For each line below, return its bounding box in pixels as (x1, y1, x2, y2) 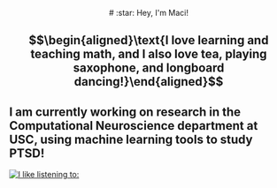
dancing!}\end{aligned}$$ (73, 74, 224, 89)
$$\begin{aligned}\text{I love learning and (28, 33, 269, 48)
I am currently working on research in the (9, 104, 242, 119)
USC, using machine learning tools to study (9, 132, 253, 147)
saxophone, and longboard (73, 61, 225, 76)
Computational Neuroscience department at (9, 118, 258, 133)
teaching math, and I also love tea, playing (30, 47, 267, 62)
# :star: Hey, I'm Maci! (109, 8, 189, 18)
